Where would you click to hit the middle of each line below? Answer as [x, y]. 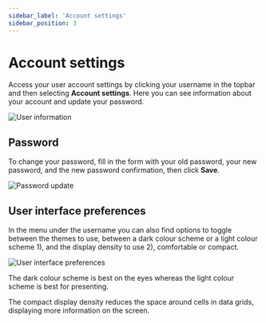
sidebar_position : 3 [43, 23]
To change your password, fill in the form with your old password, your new [133, 161]
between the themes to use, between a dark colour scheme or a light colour [133, 239]
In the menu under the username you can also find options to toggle [120, 230]
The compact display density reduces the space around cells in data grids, [131, 302]
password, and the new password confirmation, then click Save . [114, 170]
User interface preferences [77, 211]
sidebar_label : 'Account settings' [67, 16]
